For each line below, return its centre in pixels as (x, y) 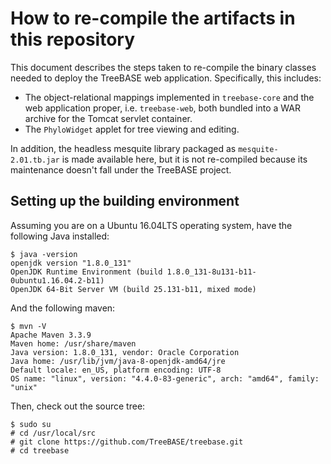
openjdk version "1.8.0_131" (71, 263)
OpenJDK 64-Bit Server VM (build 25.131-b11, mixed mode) (133, 289)
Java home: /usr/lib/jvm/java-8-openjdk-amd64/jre (118, 361)
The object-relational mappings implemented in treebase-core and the (169, 97)
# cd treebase (40, 450)
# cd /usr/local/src (53, 433)
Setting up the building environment (125, 201)
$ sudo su (31, 424)
